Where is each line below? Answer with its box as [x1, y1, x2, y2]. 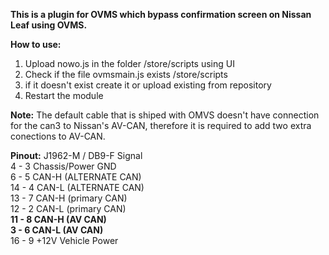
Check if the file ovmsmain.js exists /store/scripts [24, 69, 228, 80]
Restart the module [24, 90, 104, 101]
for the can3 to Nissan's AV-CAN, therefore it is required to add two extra [10, 120, 312, 131]
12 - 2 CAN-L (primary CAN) [10, 203, 127, 214]
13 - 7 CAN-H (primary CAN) [10, 192, 128, 204]
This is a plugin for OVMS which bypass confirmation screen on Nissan [10, 9, 312, 20]
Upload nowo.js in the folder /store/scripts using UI [24, 58, 235, 69]
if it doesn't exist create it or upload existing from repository [24, 79, 272, 91]
